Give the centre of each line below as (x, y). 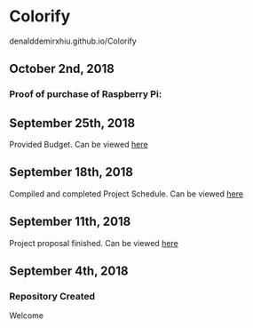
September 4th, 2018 (69, 272)
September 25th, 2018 (72, 123)
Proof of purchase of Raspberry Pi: (86, 94)
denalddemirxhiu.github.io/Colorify (73, 41)
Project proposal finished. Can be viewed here (94, 243)
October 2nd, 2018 (62, 69)
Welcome (27, 316)
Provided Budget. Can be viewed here (79, 145)
